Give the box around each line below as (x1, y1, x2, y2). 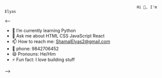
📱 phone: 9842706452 (11, 45, 59, 51)
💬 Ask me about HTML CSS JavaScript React (11, 33, 105, 38)
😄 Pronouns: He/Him (11, 51, 56, 57)
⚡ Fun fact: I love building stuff (11, 56, 75, 62)
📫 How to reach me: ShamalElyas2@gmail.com (11, 38, 110, 44)
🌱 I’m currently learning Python (11, 27, 76, 33)
